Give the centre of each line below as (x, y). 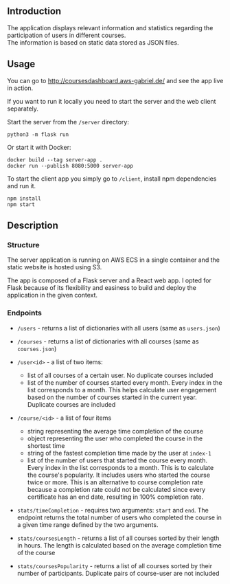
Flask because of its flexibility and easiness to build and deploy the (102, 288)
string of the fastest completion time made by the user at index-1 (119, 453)
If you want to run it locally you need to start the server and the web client (112, 101)
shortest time (46, 445)
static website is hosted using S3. (55, 267)
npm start (21, 204)
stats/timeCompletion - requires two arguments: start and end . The (113, 510)
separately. (23, 109)
